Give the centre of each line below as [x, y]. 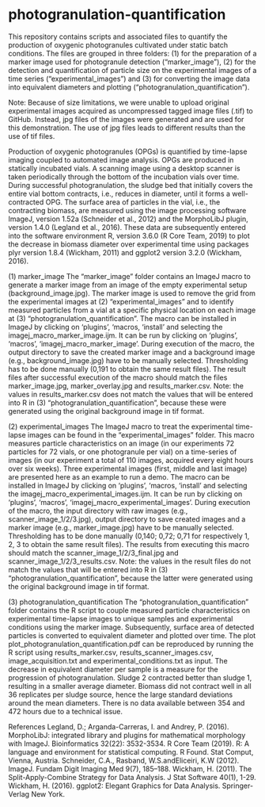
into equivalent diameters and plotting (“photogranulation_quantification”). [129, 87]
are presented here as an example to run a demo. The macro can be [119, 476]
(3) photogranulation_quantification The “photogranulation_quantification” [129, 602]
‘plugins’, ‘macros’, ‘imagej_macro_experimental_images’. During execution [129, 502]
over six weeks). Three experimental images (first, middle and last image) [128, 469]
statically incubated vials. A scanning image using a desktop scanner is [124, 168]
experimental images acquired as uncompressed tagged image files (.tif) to [131, 111]
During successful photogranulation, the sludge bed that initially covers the [131, 185]
